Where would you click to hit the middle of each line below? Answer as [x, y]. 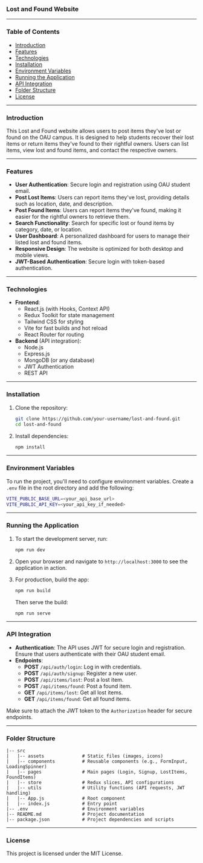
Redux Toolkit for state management [69, 315]
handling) [19, 793]
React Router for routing [54, 335]
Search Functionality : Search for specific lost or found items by [95, 223]
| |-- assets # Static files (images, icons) [85, 756]
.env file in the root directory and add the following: [70, 488]
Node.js [34, 347]
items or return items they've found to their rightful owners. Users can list [98, 143]
